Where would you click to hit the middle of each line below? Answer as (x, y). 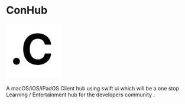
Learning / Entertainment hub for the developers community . (81, 95)
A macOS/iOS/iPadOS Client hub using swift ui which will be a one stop (92, 88)
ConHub (27, 10)
